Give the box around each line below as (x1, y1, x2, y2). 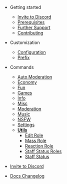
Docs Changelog (9, 173, 45, 179)
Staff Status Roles (24, 148, 62, 154)
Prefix (17, 54, 30, 60)
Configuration (17, 49, 46, 55)
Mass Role (24, 137, 46, 143)
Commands (9, 64, 34, 70)
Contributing (17, 30, 43, 35)
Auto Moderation (17, 74, 52, 79)
